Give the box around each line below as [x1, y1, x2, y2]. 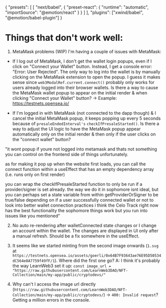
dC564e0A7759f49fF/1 [12, 258, 55, 263]
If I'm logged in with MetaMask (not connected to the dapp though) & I [12, 110, 156, 116]
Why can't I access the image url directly [12, 281, 96, 287]
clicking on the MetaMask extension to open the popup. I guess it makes [12, 74, 161, 80]
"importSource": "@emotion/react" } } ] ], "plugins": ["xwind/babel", [5, 9, 144, 15]
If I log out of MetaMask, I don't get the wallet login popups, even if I [12, 58, 152, 64]
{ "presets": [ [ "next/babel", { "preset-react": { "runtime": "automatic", [5, 4, 149, 10]
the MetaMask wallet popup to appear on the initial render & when [12, 89, 148, 96]
